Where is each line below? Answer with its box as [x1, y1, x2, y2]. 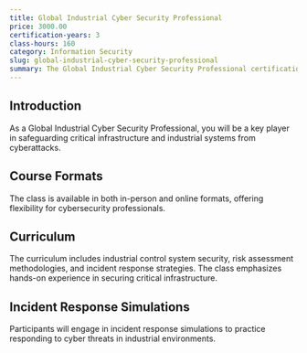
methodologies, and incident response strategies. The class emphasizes [9, 262, 282, 274]
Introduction [9, 98, 82, 114]
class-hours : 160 [9, 38, 76, 48]
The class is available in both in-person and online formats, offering [9, 193, 264, 204]
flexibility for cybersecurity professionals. [9, 202, 166, 213]
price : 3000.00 [9, 22, 68, 31]
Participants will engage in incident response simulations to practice [9, 324, 267, 335]
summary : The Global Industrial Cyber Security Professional [9, 65, 248, 74]
